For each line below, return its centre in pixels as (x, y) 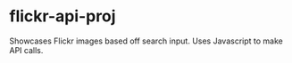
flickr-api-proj (63, 16)
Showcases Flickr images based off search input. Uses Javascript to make (146, 41)
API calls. (26, 50)
